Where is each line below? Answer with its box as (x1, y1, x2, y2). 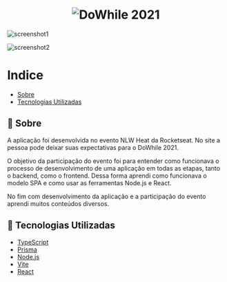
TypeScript (17, 238, 49, 246)
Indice (7, 68, 43, 83)
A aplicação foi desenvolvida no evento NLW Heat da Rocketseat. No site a (7, 135, 221, 144)
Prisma (17, 245, 38, 254)
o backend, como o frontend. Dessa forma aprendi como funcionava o (7, 171, 207, 180)
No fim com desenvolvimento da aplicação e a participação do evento (7, 192, 206, 200)
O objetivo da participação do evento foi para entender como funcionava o (7, 156, 219, 165)
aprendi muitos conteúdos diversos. (7, 199, 109, 207)
